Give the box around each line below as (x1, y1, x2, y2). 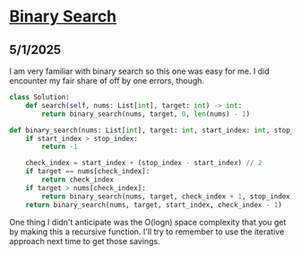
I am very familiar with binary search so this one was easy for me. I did (9, 66, 271, 76)
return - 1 (41, 142, 78, 152)
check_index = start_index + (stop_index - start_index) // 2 (25, 159, 262, 168)
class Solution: (9, 92, 70, 101)
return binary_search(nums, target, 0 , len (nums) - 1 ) (41, 110, 251, 119)
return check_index (41, 175, 115, 184)
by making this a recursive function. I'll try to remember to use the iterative (9, 226, 285, 237)
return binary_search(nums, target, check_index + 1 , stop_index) (41, 191, 295, 201)
